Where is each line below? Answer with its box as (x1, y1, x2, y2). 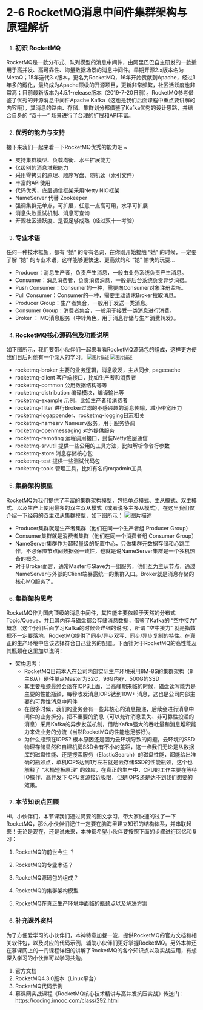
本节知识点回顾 (15, 798, 59, 806)
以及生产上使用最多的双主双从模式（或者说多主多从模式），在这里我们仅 (16, 504, 195, 511)
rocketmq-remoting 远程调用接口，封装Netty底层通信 (15, 435, 148, 442)
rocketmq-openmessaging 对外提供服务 (15, 427, 115, 434)
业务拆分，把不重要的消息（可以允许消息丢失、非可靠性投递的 (40, 713, 195, 720)
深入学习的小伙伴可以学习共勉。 (6, 954, 86, 962)
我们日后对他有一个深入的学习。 (6, 353, 86, 361)
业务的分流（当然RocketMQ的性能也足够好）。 (40, 728, 155, 735)
